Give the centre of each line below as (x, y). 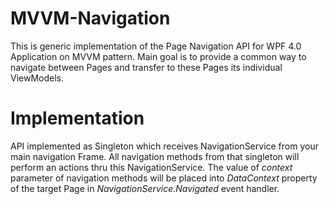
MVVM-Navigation (90, 18)
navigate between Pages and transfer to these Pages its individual (146, 67)
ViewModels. (37, 78)
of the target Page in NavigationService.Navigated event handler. (145, 188)
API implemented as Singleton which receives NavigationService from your (164, 146)
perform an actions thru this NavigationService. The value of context (151, 167)
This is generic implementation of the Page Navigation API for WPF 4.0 (156, 46)
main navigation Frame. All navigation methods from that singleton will (155, 156)
